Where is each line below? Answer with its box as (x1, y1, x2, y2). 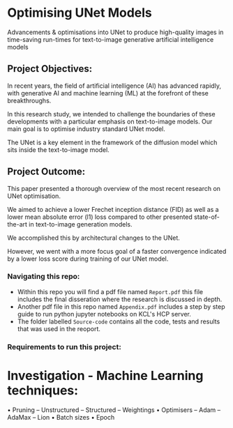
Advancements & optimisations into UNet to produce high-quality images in (7, 28, 224, 36)
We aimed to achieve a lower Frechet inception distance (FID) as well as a (7, 205, 219, 213)
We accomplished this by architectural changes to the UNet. (7, 234, 180, 242)
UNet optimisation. (7, 192, 61, 200)
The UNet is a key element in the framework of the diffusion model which (7, 138, 218, 146)
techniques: (7, 382, 79, 398)
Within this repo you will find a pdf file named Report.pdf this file (17, 287, 204, 296)
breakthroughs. (7, 96, 52, 105)
